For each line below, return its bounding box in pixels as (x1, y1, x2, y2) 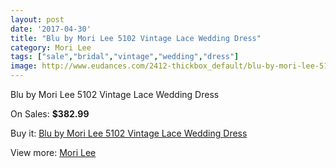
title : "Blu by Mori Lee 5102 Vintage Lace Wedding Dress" (10, 33, 262, 43)
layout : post (10, 14, 65, 25)
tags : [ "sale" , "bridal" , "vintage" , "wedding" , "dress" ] (10, 52, 240, 62)
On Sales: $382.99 (10, 108, 90, 120)
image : (10, 61, 38, 71)
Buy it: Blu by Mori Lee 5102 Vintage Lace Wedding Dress (10, 127, 248, 139)
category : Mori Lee (10, 42, 92, 53)
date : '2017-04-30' (10, 24, 92, 34)
